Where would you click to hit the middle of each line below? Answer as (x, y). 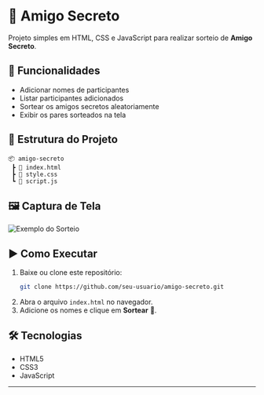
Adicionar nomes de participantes (74, 90)
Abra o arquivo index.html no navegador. (86, 302)
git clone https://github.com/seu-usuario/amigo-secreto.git (122, 287)
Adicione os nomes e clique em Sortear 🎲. (88, 310)
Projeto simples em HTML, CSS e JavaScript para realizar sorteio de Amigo (130, 38)
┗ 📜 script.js (35, 181)
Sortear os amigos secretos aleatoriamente (89, 106)
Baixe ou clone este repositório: (71, 272)
